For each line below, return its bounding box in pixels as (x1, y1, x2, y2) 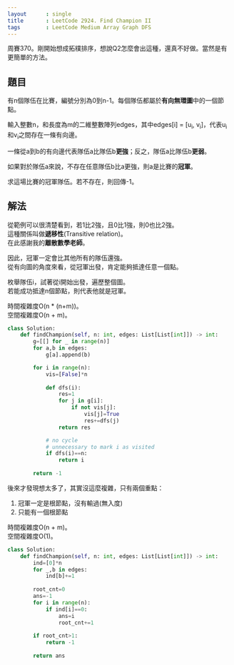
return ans (33, 652, 66, 659)
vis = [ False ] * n (45, 370, 88, 378)
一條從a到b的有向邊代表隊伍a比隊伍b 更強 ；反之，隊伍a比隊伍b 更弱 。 (7, 147, 211, 156)
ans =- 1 (33, 593, 53, 600)
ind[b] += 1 (45, 572, 75, 580)
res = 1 (58, 390, 75, 398)
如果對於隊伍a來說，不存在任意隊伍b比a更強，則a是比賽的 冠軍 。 (7, 162, 198, 171)
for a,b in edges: (33, 345, 88, 352)
